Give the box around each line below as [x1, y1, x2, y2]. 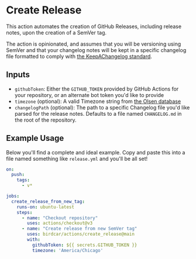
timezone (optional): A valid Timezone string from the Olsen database [14, 98, 181, 105]
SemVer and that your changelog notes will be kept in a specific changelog [6, 46, 187, 53]
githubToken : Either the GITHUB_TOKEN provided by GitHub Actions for [14, 85, 179, 92]
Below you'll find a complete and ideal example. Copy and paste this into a [6, 149, 185, 156]
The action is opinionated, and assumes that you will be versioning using [6, 40, 181, 47]
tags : [16, 177, 30, 183]
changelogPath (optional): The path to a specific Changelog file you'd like [14, 103, 190, 111]
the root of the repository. [14, 116, 77, 123]
